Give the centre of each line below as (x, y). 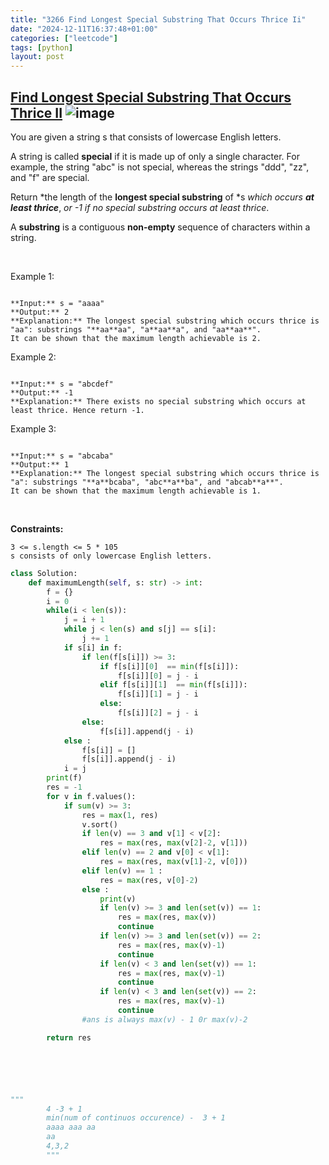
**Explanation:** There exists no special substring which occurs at (158, 401)
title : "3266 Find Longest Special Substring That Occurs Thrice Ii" (158, 19)
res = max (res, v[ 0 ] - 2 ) (149, 880)
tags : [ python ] (42, 47)
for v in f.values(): (91, 796)
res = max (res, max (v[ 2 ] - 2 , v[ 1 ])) (173, 843)
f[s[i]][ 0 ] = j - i (158, 676)
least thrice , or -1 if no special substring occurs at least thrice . (140, 207)
